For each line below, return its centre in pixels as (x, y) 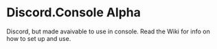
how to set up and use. (39, 38)
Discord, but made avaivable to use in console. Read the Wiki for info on (108, 31)
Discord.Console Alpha (74, 13)
